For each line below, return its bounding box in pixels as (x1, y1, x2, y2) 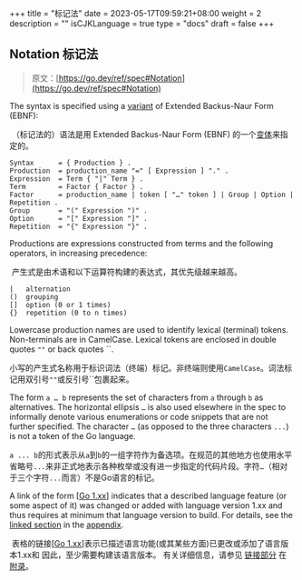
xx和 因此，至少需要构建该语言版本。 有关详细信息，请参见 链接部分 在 (22, 549, 287, 560)
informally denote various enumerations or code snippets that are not (9, 411, 269, 422)
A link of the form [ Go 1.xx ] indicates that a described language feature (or (9, 490, 287, 501)
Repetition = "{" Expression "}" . (9, 222, 148, 231)
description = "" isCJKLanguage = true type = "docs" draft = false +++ (9, 18, 275, 29)
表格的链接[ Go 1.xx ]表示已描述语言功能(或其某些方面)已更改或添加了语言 (11, 537, 281, 548)
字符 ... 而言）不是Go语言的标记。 (33, 472, 161, 483)
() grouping (9, 292, 59, 302)
